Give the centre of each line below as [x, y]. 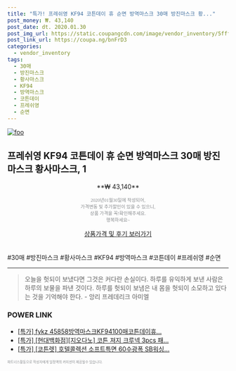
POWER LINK [30, 315]
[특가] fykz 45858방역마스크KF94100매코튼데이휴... [90, 331]
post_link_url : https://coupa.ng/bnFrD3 [67, 40]
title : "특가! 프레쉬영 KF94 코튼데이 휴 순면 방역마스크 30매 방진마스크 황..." [111, 14]
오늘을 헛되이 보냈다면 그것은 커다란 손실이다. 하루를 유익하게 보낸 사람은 [124, 279]
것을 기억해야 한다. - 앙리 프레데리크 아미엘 [91, 296]
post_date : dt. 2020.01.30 [47, 27]
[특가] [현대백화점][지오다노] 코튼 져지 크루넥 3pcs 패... [93, 340]
